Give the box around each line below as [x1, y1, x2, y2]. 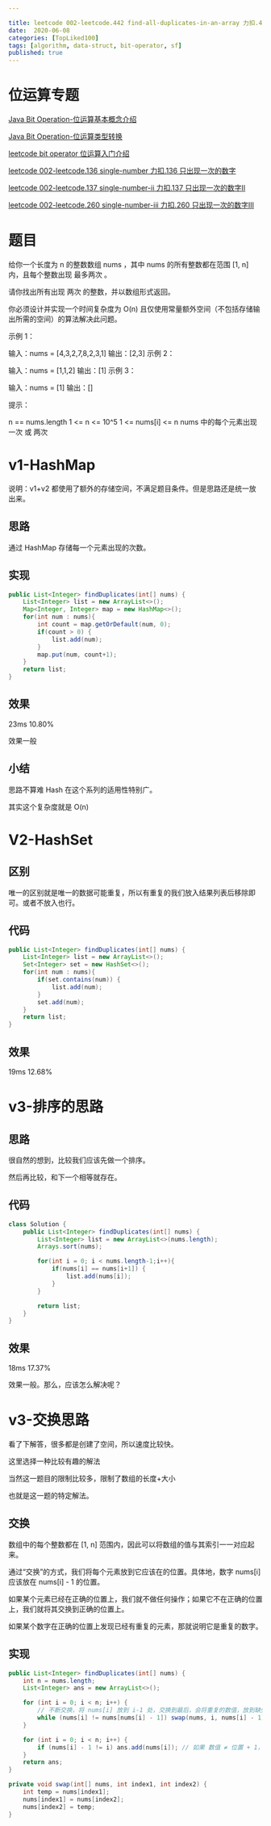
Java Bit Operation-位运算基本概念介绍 [8, 115, 137, 124]
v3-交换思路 [8, 1411, 90, 1430]
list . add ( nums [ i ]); [65, 1272, 131, 1280]
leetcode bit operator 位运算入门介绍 [8, 149, 131, 158]
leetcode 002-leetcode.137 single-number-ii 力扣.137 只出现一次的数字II [8, 183, 246, 193]
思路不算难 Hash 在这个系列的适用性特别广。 [8, 785, 157, 794]
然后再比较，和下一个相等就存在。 [8, 1172, 122, 1182]
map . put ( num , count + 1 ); [37, 651, 117, 659]
